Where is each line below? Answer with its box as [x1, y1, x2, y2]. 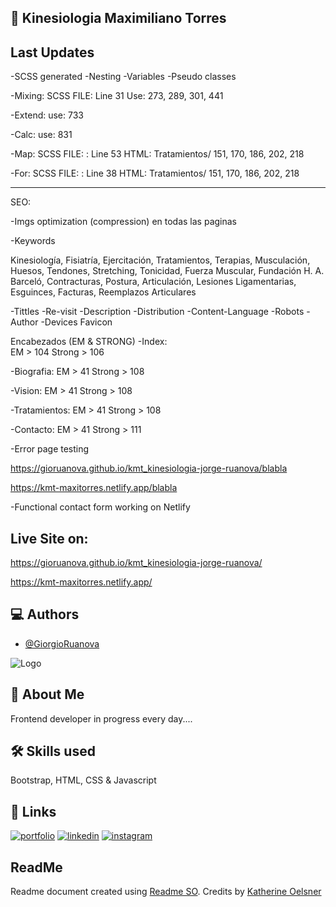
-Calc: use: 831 [10, 129, 73, 141]
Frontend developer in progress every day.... [10, 712, 193, 725]
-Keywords [10, 235, 56, 247]
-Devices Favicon [40, 316, 113, 328]
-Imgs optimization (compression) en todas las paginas [10, 216, 238, 228]
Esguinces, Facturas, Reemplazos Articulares [10, 286, 197, 298]
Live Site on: [10, 530, 89, 547]
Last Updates [10, 44, 95, 61]
